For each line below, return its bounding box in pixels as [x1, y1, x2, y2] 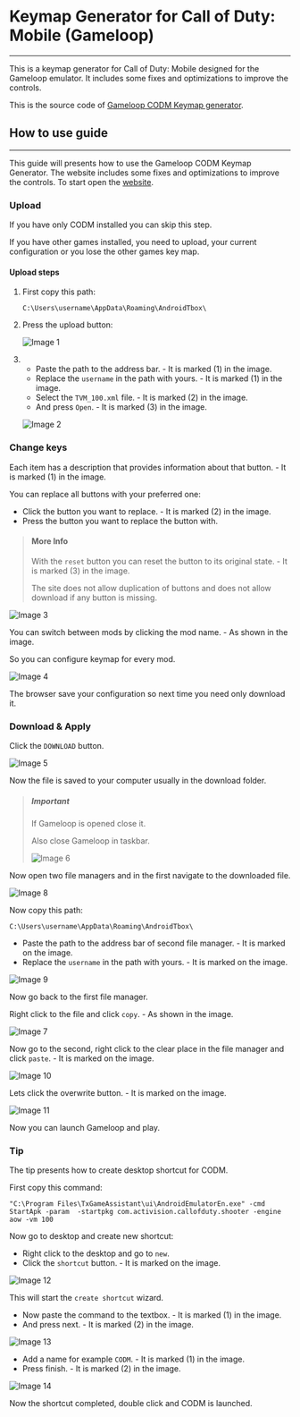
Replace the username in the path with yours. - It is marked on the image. [21, 957, 288, 968]
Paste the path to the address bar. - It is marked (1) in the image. [35, 364, 272, 375]
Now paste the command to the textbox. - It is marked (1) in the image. [21, 1310, 282, 1320]
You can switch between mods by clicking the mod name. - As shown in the [9, 626, 288, 637]
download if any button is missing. [30, 592, 158, 603]
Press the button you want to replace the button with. [21, 515, 219, 526]
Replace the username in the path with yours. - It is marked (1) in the [35, 373, 283, 384]
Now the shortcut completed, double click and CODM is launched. [9, 1398, 253, 1409]
